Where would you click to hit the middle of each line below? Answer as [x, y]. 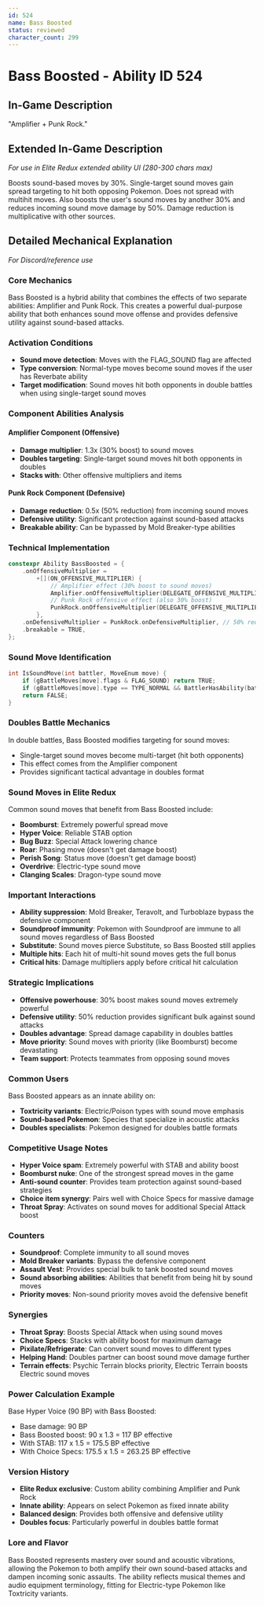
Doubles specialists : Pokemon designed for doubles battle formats [128, 1127]
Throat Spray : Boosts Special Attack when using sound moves [121, 1332]
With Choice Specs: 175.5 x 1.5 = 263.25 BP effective [105, 1452]
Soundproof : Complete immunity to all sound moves [104, 1253]
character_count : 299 [44, 37]
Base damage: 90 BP [53, 1427]
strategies [36, 1190]
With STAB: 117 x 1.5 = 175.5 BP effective [85, 1443]
